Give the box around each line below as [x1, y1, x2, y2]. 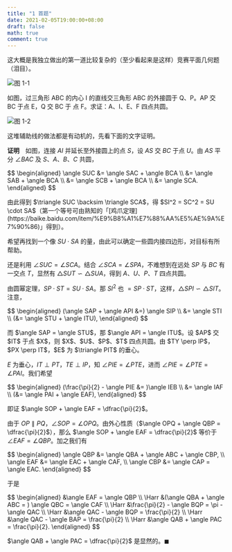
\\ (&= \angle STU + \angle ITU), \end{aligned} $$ [7, 314, 149, 322]
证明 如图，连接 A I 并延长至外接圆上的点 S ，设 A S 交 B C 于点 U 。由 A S [7, 147, 213, 155]
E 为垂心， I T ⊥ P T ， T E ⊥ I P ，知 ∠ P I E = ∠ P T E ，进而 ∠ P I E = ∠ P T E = [7, 360, 208, 369]
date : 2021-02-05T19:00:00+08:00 [7, 17, 104, 24]
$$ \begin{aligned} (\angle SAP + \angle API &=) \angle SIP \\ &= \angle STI [7, 306, 222, 315]
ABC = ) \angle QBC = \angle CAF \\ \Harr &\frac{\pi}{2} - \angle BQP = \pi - [7, 500, 223, 508]
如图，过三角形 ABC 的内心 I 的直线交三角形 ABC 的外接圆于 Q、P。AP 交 [7, 94, 216, 102]
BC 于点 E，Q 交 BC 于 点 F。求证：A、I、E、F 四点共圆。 [7, 102, 172, 111]
